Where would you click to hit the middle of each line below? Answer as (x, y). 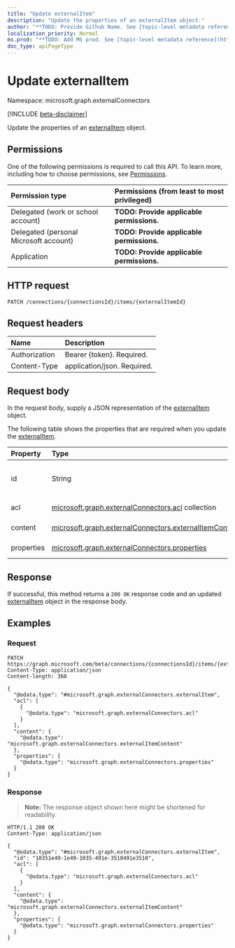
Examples (29, 623)
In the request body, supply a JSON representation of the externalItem (108, 408)
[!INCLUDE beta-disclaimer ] (47, 114)
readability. (41, 814)
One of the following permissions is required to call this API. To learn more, (115, 166)
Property (26, 454)
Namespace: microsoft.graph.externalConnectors (79, 100)
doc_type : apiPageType (40, 46)
